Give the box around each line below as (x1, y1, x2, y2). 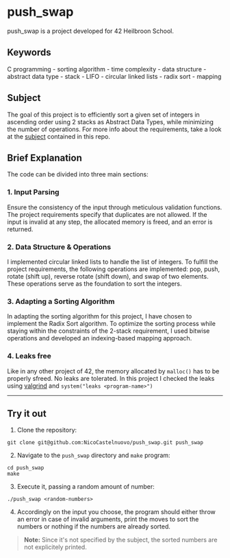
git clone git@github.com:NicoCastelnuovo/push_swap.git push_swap (7, 439, 204, 446)
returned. (7, 224, 34, 233)
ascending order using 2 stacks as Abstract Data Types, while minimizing (7, 117, 214, 126)
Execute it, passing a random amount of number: (16, 483, 155, 491)
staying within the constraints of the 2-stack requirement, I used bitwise (7, 327, 210, 335)
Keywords (7, 47, 51, 58)
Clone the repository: (16, 426, 77, 434)
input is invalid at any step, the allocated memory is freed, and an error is (7, 218, 213, 226)
